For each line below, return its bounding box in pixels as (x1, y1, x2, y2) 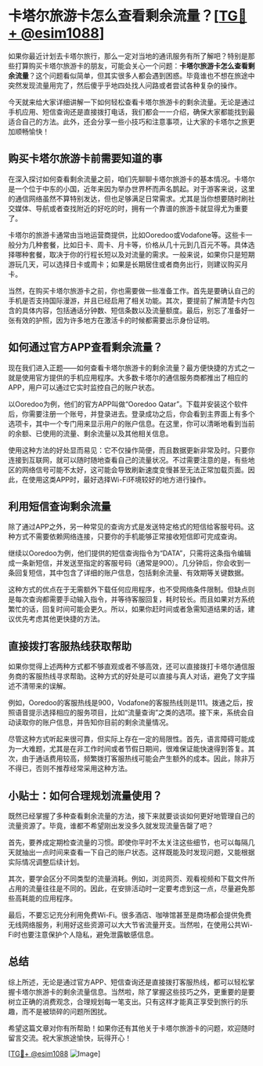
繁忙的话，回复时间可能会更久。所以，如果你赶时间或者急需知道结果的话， (8, 605, 248, 614)
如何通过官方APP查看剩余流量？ (8, 340, 163, 354)
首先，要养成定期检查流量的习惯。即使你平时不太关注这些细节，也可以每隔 (8, 838, 248, 847)
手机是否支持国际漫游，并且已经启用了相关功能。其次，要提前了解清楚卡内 (8, 296, 248, 305)
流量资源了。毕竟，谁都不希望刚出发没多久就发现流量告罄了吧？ (8, 821, 214, 830)
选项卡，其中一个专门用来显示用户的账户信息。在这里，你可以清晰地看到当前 (8, 419, 255, 428)
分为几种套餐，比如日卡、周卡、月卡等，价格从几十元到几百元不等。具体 (14, 240, 248, 249)
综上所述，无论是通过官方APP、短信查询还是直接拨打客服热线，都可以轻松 (8, 977, 248, 987)
